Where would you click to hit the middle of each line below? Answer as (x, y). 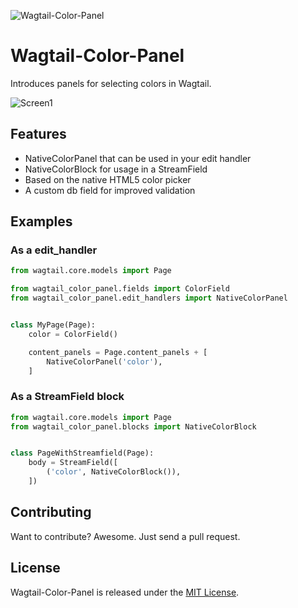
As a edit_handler (54, 250)
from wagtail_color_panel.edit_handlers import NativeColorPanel (149, 298)
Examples (41, 221)
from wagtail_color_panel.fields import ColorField (120, 289)
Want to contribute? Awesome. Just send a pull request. (125, 536)
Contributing (51, 512)
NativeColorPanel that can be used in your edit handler (138, 158)
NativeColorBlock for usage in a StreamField (116, 169)
